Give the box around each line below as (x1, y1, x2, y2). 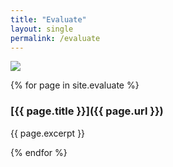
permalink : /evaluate (10, 33, 101, 43)
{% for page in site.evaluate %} (10, 79, 140, 91)
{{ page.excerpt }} (10, 127, 86, 139)
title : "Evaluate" (10, 14, 87, 25)
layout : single (10, 24, 74, 34)
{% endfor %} (10, 146, 68, 158)
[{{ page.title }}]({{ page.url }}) (10, 104, 164, 118)
